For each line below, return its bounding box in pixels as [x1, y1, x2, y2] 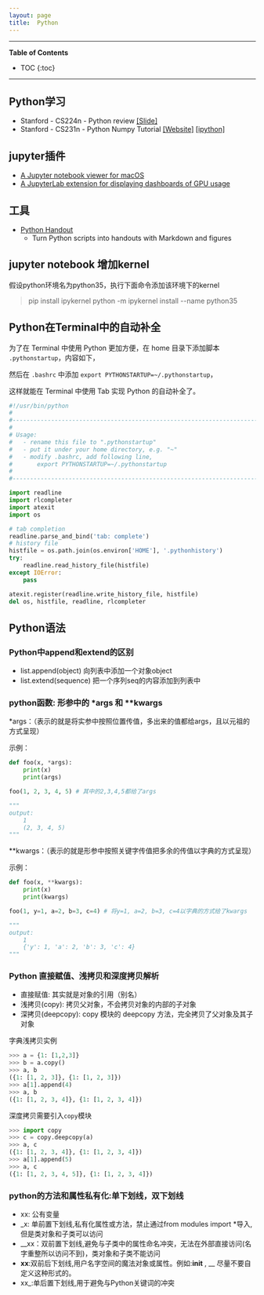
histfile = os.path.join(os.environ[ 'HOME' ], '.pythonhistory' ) [9, 547, 223, 555]
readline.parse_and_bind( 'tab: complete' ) [9, 532, 150, 540]
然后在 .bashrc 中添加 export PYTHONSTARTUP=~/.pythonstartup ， [9, 370, 218, 379]
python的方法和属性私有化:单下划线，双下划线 [9, 1190, 184, 1201]
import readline [9, 489, 62, 497]
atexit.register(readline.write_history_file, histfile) [9, 590, 199, 598]
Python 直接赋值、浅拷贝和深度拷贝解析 [9, 971, 160, 982]
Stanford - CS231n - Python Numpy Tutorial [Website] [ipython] [20, 125, 226, 134]
